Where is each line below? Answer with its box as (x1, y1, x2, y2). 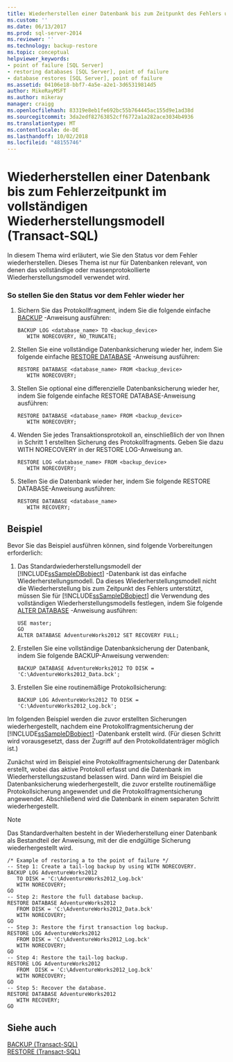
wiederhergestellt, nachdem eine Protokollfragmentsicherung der (7, 723, 194, 731)
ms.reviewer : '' (7, 36, 54, 43)
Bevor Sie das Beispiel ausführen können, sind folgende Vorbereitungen (7, 541, 213, 550)
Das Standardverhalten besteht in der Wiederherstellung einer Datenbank (7, 829, 217, 837)
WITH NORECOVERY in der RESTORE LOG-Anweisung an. (17, 446, 183, 454)
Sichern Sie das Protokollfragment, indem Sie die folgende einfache (17, 306, 211, 314)
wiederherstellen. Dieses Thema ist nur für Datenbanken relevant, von (7, 258, 207, 267)
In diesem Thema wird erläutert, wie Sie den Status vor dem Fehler (7, 251, 198, 260)
